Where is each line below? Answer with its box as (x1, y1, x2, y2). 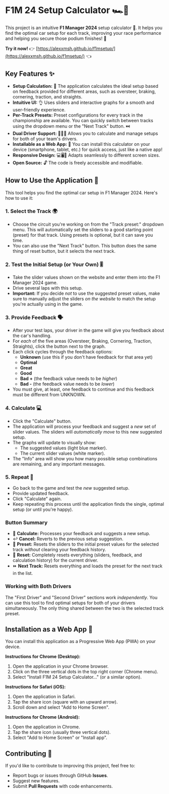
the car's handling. (12, 333, 52, 339)
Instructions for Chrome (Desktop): (5, 654, 81, 660)
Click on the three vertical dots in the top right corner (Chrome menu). (12, 669, 158, 675)
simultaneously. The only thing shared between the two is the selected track (5, 605, 164, 611)
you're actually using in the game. (12, 301, 83, 307)
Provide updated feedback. (12, 491, 70, 497)
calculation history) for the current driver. (12, 557, 98, 563)
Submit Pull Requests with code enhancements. (12, 783, 113, 789)
